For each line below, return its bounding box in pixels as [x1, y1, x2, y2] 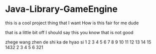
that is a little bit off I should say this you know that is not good [5, 29, 134, 35]
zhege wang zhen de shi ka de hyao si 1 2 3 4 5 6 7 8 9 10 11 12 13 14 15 [5, 39, 152, 45]
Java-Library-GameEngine [5, 3, 118, 15]
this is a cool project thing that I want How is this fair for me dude [5, 20, 139, 26]
